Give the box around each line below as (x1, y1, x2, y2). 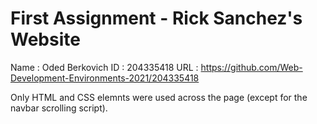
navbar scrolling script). (10, 102, 108, 114)
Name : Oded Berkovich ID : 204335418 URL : (10, 61, 199, 73)
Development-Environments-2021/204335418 (10, 72, 200, 84)
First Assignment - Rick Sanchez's (10, 7, 303, 30)
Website (10, 28, 81, 51)
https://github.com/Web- (200, 61, 303, 73)
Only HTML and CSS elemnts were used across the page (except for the (10, 91, 308, 103)
